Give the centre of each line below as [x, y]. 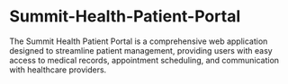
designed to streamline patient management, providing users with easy [141, 50]
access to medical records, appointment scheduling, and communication [144, 60]
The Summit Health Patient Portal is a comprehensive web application [139, 41]
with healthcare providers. [58, 70]
